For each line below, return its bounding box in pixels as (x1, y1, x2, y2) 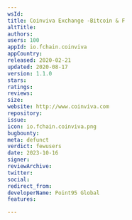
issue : (7, 116, 27, 123)
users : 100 (7, 37, 40, 44)
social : (7, 176, 31, 183)
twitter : (7, 169, 33, 177)
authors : (7, 30, 33, 38)
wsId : (7, 10, 23, 18)
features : (7, 196, 37, 203)
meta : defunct (7, 136, 50, 143)
